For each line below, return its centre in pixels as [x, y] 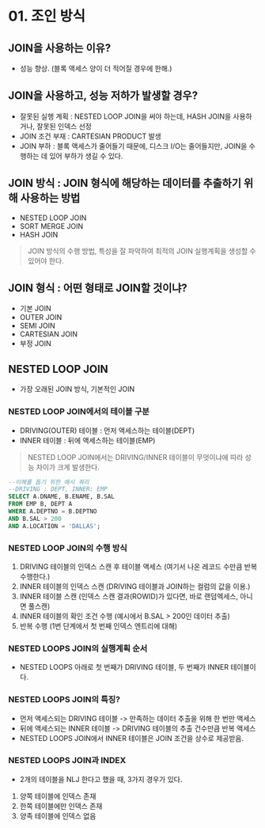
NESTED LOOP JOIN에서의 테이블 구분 [79, 412]
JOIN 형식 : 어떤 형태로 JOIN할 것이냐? [98, 289]
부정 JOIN [35, 344]
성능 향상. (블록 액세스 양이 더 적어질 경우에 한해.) [96, 68]
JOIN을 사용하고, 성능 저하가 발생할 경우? [103, 96]
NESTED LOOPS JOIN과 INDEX [67, 761]
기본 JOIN [35, 309]
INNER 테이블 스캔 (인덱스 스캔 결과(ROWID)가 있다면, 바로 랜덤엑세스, [129, 596]
